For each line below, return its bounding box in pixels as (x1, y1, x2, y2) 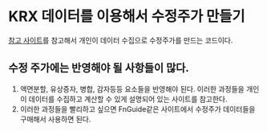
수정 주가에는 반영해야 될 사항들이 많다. (8, 61, 190, 75)
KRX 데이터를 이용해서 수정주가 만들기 (8, 7, 246, 26)
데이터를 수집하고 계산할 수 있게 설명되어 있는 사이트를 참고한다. (28, 94, 228, 104)
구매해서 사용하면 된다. (19, 114, 91, 124)
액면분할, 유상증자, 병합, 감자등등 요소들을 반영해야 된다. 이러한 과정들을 (19, 84, 245, 93)
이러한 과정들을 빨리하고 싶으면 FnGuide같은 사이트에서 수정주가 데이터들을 (19, 104, 256, 113)
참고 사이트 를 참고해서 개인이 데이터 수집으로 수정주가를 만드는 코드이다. (8, 35, 233, 45)
